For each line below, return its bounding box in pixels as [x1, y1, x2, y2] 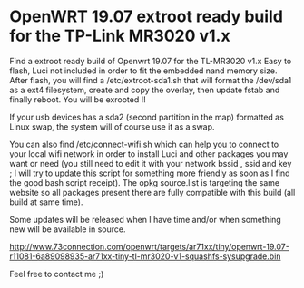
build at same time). [9, 197, 83, 207]
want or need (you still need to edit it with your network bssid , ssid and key [9, 158, 292, 168]
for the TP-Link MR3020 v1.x [9, 25, 230, 46]
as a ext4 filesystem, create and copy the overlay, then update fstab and [9, 84, 280, 95]
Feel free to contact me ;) [9, 268, 104, 279]
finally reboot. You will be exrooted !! [9, 93, 147, 105]
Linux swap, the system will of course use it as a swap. [9, 120, 215, 132]
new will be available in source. [9, 224, 126, 235]
